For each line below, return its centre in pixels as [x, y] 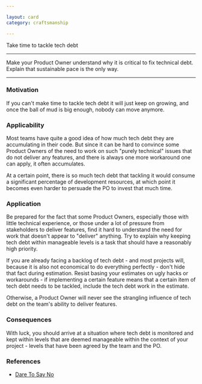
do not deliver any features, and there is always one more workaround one [99, 158]
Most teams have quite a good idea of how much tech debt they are [90, 138]
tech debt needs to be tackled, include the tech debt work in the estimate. [98, 286]
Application [23, 204]
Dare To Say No [34, 374]
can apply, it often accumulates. [46, 164]
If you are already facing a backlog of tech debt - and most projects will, [96, 261]
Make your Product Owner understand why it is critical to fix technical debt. [100, 62]
